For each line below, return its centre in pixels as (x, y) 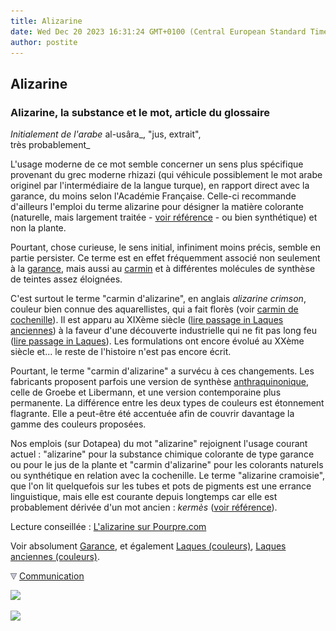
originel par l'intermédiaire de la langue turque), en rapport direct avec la (160, 186)
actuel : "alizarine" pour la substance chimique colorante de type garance (162, 454)
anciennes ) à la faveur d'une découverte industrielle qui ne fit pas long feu (163, 331)
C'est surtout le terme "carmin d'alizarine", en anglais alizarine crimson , (158, 299)
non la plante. (38, 228)
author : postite (44, 42)
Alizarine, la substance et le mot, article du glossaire (140, 112)
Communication (51, 576)
